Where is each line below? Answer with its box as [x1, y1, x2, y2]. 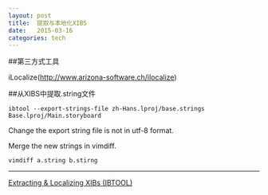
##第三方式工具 [8, 57, 60, 66]
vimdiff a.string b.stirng [8, 157, 98, 165]
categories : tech [8, 33, 66, 42]
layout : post [8, 11, 52, 20]
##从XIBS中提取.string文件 [8, 89, 96, 99]
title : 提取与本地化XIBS [8, 19, 88, 27]
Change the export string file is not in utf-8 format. [8, 126, 174, 135]
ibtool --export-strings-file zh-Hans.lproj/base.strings [8, 105, 205, 113]
